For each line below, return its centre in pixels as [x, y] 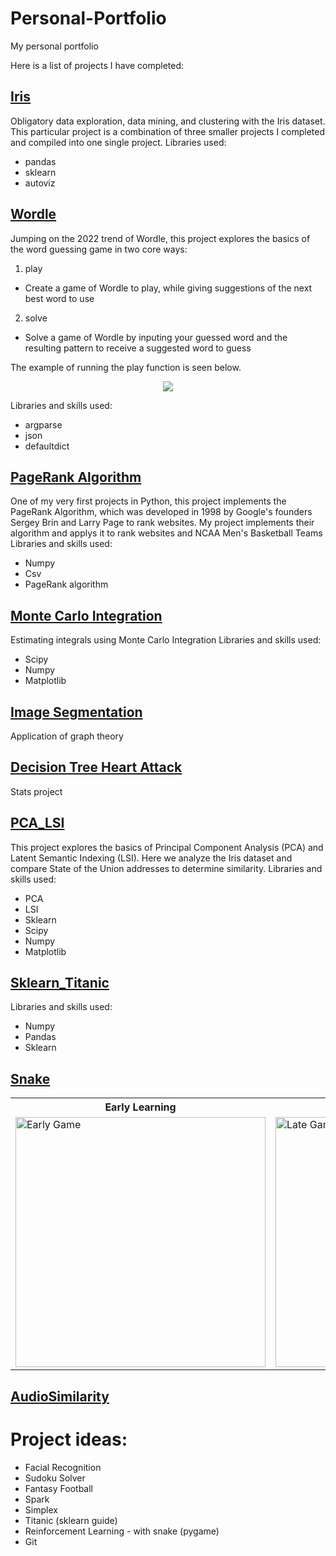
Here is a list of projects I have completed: [97, 65]
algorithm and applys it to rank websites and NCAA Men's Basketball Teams [166, 533]
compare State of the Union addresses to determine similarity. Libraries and [166, 868]
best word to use [59, 298]
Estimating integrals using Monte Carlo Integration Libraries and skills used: [166, 640]
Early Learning [140, 1107]
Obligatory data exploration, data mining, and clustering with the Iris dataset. [168, 121]
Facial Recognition [63, 1467]
